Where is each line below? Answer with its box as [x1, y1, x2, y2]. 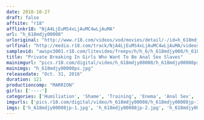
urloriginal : [6, 37, 39, 43]
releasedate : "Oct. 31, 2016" [6, 71, 83, 77]
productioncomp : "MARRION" [6, 82, 75, 88]
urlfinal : [6, 43, 32, 49]
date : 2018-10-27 [6, 8, 50, 15]
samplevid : [6, 48, 34, 55]
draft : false [6, 15, 39, 21]
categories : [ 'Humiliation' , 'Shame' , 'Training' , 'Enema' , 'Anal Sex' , [6, 93, 194, 99]
